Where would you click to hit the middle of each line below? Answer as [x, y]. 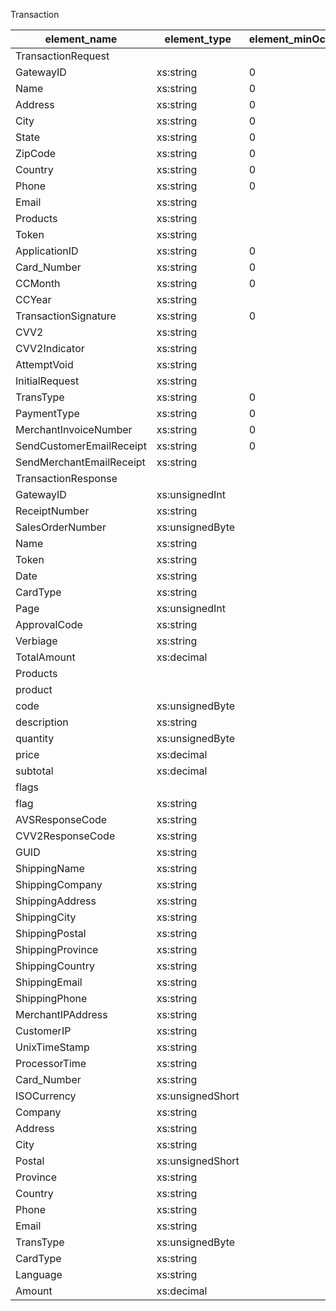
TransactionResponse [66, 478]
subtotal [34, 771]
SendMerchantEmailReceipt [80, 462]
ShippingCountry [55, 966]
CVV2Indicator [50, 348]
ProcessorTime [51, 1063]
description [42, 722]
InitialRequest [47, 381]
